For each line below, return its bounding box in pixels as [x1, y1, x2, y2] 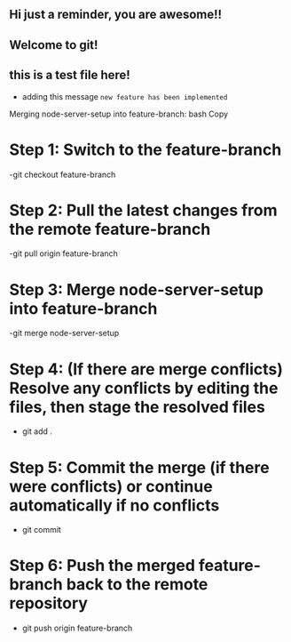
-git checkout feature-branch [9, 169, 116, 180]
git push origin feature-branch [21, 622, 133, 634]
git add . [21, 426, 53, 437]
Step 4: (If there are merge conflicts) [9, 359, 284, 379]
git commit [21, 525, 62, 535]
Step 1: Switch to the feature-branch [9, 140, 282, 159]
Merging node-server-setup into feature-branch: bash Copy [9, 108, 229, 119]
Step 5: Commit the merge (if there [9, 457, 270, 477]
